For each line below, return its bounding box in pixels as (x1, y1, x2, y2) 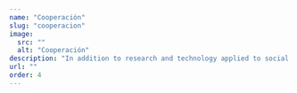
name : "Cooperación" (9, 12, 87, 22)
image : (9, 29, 34, 38)
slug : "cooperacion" (9, 21, 87, 30)
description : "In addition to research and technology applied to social (9, 54, 290, 63)
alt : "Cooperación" (17, 46, 90, 55)
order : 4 (9, 71, 42, 80)
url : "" (9, 63, 38, 72)
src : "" (17, 37, 46, 47)
